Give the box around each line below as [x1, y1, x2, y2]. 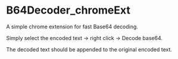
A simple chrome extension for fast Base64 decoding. [6, 23, 139, 30]
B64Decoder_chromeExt [6, 4, 131, 17]
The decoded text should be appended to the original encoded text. [6, 45, 173, 53]
